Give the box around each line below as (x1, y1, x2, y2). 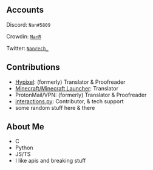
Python (15, 144, 33, 151)
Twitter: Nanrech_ (6, 44, 49, 52)
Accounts (6, 5, 44, 15)
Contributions (6, 62, 60, 72)
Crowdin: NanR (6, 33, 41, 40)
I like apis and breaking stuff (15, 157, 86, 165)
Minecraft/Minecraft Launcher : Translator (15, 84, 118, 92)
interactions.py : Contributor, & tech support (15, 97, 124, 105)
